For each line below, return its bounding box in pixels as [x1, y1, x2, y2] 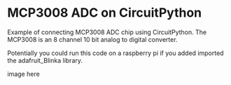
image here [7, 70, 40, 78]
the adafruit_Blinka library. [7, 56, 83, 64]
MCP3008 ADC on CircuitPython [7, 5, 202, 21]
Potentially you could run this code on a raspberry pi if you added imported [7, 49, 224, 57]
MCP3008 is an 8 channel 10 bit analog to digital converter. [7, 35, 178, 43]
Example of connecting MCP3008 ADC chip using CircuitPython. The [7, 28, 207, 36]
